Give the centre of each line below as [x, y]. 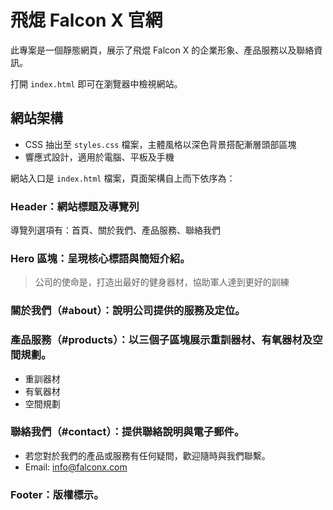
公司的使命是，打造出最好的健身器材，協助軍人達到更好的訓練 [162, 282]
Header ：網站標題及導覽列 [75, 206]
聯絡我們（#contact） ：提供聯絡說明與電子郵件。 [127, 432]
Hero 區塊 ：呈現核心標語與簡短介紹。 [100, 258]
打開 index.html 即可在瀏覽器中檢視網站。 [96, 83]
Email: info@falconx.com [76, 467]
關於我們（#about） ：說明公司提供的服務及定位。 [128, 311]
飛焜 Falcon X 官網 [86, 20]
